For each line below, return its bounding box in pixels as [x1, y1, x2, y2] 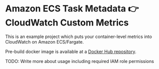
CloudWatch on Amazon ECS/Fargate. [5, 38, 84, 44]
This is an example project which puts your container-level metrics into [5, 33, 152, 39]
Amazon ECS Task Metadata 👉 [5, 3, 139, 14]
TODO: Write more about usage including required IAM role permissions [5, 58, 154, 64]
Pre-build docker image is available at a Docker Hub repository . [5, 48, 137, 54]
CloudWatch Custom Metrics [5, 17, 129, 28]
